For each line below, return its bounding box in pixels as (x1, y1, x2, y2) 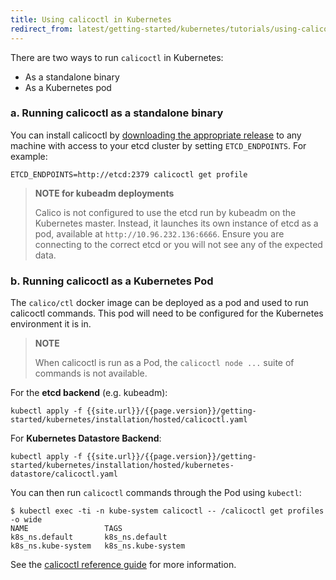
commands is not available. (34, 367, 148, 380)
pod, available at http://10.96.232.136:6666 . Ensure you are (34, 227, 285, 240)
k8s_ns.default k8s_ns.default (10, 532, 168, 543)
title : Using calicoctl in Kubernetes (10, 14, 172, 25)
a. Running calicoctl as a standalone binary (10, 106, 224, 120)
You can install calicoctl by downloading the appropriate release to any (10, 129, 302, 141)
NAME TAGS (10, 524, 123, 534)
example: (10, 150, 48, 162)
